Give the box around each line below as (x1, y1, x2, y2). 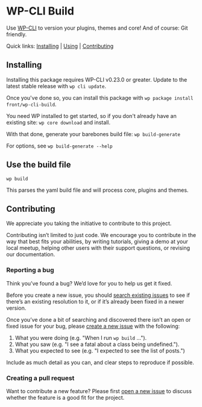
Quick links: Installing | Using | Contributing (6, 42, 114, 50)
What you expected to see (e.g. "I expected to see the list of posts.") (14, 347, 185, 354)
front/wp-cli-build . (6, 100, 57, 108)
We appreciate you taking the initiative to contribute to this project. (6, 220, 172, 227)
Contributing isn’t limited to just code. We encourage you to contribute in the (6, 232, 197, 239)
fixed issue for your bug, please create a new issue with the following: (6, 322, 180, 330)
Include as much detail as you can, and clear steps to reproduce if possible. (6, 359, 194, 366)
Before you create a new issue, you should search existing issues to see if (6, 291, 190, 299)
